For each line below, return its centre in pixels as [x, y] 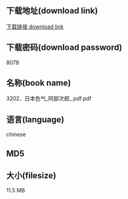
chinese [16, 134]
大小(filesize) [31, 176]
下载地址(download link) [52, 11]
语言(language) [35, 119]
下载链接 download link [35, 27]
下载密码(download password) [64, 47]
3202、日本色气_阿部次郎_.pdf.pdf [49, 99]
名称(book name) [39, 83]
